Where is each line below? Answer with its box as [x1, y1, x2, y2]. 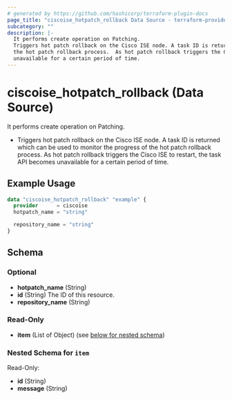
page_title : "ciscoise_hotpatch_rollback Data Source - [7, 17, 171, 23]
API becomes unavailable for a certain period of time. [17, 157, 169, 166]
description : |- [7, 29, 54, 37]
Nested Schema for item [7, 348, 90, 358]
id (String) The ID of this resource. [17, 291, 115, 299]
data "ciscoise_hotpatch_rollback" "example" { [7, 196, 147, 203]
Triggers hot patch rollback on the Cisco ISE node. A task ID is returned [17, 135, 221, 144]
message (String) [17, 385, 68, 393]
